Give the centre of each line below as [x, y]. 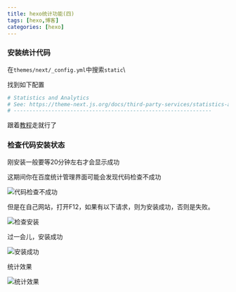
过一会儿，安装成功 [35, 236]
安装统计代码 [29, 53]
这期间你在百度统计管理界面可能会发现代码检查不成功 [84, 177]
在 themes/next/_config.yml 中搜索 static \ [66, 69]
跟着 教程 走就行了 [32, 125]
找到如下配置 [26, 84]
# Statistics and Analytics [48, 98]
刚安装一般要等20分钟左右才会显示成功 [64, 162]
